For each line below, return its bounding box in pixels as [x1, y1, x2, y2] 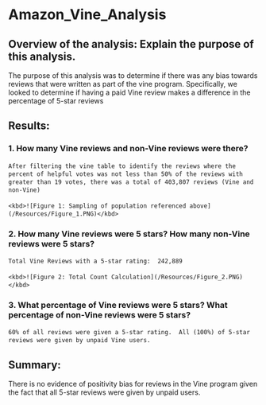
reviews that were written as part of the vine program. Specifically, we [8, 80, 238, 88]
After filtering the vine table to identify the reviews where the [8, 162, 237, 170]
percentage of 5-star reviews [8, 96, 104, 105]
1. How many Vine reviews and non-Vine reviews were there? [8, 143, 249, 154]
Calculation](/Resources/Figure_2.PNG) [110, 273, 244, 281]
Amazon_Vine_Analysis [8, 6, 167, 24]
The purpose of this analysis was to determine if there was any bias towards [8, 71, 258, 80]
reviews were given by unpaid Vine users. [8, 337, 151, 345]
